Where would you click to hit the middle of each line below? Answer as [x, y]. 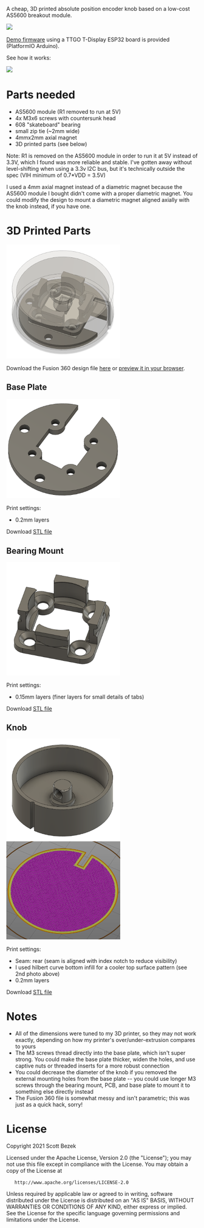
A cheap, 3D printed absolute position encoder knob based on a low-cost [98, 9]
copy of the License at [34, 1170]
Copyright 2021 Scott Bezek [41, 1146]
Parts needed [41, 95]
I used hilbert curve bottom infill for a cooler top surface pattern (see [101, 967]
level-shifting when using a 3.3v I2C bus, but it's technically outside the [96, 168]
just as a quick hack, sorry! [49, 1104]
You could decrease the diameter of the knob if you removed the [96, 1072]
